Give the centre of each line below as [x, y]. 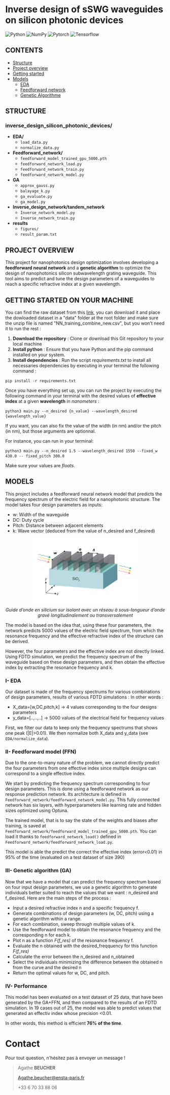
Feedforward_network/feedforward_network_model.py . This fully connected [82, 800]
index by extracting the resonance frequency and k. [59, 667]
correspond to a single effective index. [46, 773]
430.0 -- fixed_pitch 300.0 [35, 456]
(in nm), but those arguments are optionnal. [50, 431]
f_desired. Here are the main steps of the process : [58, 898]
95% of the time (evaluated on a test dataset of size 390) [65, 858]
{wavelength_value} [26, 416]
